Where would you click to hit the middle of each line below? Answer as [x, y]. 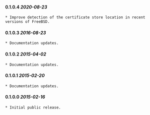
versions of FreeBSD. [28, 22]
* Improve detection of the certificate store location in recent [75, 17]
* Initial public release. [33, 108]
